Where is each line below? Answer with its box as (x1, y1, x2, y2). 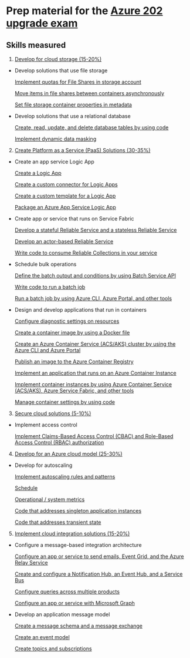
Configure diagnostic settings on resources (14, 318, 120, 325)
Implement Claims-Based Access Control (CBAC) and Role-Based (14, 433, 174, 439)
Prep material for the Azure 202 (6, 4, 163, 18)
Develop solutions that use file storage (14, 67, 108, 74)
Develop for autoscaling (14, 462, 73, 469)
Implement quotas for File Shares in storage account (14, 78, 142, 85)
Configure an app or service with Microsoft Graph (14, 600, 135, 606)
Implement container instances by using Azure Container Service (14, 381, 172, 388)
